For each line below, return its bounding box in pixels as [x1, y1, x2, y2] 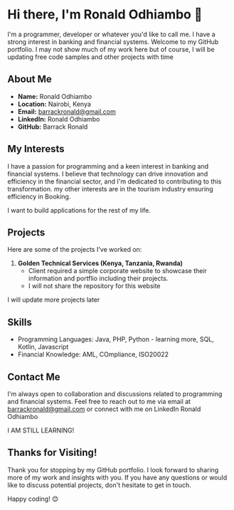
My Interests [7, 143, 65, 155]
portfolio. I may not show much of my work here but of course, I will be [7, 45, 215, 53]
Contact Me [7, 371, 60, 383]
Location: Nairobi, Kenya [17, 100, 91, 108]
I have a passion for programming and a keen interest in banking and [7, 161, 209, 170]
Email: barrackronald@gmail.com [17, 107, 116, 116]
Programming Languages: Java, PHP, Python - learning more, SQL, [17, 335, 215, 344]
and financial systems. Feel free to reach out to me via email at [7, 398, 191, 405]
